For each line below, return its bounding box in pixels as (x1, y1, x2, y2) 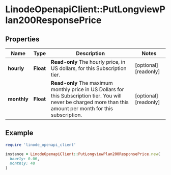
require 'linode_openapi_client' (5, 142, 76, 147)
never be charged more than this (50, 98, 129, 106)
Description (76, 50, 105, 57)
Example (5, 129, 34, 137)
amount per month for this (50, 105, 113, 112)
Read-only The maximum (50, 80, 113, 86)
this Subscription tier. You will (50, 92, 122, 99)
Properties (5, 35, 40, 43)
